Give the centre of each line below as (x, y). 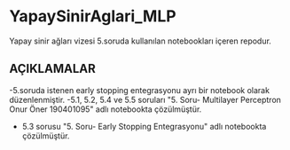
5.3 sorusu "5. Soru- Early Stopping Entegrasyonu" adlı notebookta (144, 126)
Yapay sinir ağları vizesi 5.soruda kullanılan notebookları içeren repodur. (141, 41)
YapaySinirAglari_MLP (93, 16)
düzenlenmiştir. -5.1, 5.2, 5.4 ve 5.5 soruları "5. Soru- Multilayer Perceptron (145, 99)
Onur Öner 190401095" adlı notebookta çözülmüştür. (106, 109)
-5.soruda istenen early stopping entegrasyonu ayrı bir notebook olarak (140, 90)
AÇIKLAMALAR (52, 69)
